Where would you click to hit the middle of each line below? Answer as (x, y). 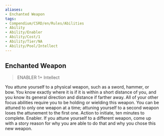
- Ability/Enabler (24, 32)
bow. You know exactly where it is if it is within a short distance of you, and (81, 92)
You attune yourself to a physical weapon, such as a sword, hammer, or (77, 87)
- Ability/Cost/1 (23, 37)
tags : (11, 19)
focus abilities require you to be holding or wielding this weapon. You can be (82, 103)
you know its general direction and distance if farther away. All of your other (82, 97)
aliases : (14, 10)
